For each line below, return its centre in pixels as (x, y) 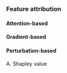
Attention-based (27, 23)
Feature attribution (34, 9)
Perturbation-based (31, 50)
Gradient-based (26, 37)
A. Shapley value (27, 64)
